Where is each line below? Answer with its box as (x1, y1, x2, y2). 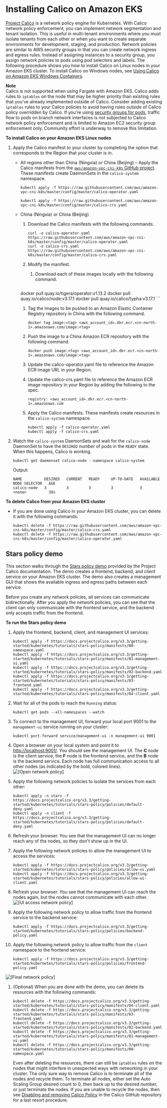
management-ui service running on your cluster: (12, 724, 109, 730)
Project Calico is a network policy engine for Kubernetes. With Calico (5, 20, 147, 26)
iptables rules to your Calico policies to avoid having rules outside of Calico (5, 104, 161, 110)
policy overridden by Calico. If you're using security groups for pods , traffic (5, 109, 161, 115)
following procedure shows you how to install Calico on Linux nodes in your (5, 62, 161, 68)
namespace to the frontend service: (12, 947, 86, 953)
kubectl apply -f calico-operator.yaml (27, 424, 111, 430)
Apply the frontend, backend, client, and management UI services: (12, 629, 149, 635)
